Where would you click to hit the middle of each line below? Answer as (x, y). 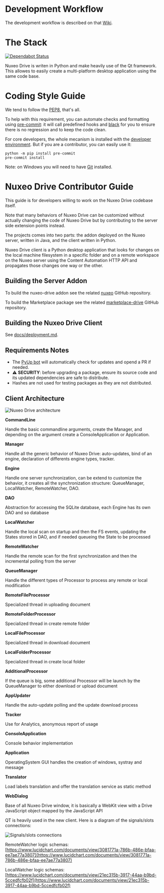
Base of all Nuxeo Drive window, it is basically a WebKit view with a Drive (79, 805)
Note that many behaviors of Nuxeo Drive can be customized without (75, 215)
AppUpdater (18, 695)
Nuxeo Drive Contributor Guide (69, 187)
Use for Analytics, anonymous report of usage (52, 724)
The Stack (26, 43)
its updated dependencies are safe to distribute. (60, 378)
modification (18, 585)
